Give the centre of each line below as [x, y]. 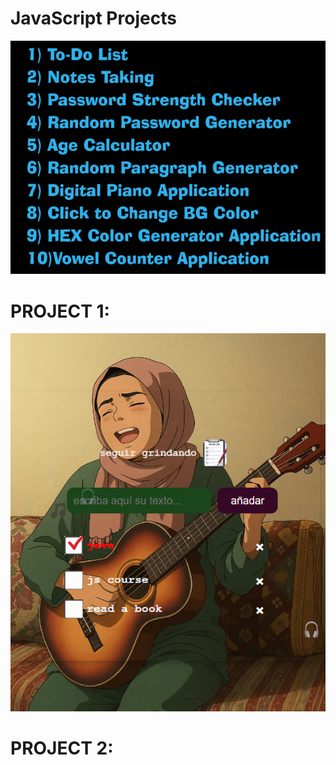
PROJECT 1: [60, 311]
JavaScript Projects [93, 18]
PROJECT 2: [62, 748]
